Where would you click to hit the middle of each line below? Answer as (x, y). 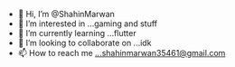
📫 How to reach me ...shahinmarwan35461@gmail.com (122, 53)
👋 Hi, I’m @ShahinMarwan (66, 14)
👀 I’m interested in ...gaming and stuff (88, 24)
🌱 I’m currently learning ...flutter (77, 33)
